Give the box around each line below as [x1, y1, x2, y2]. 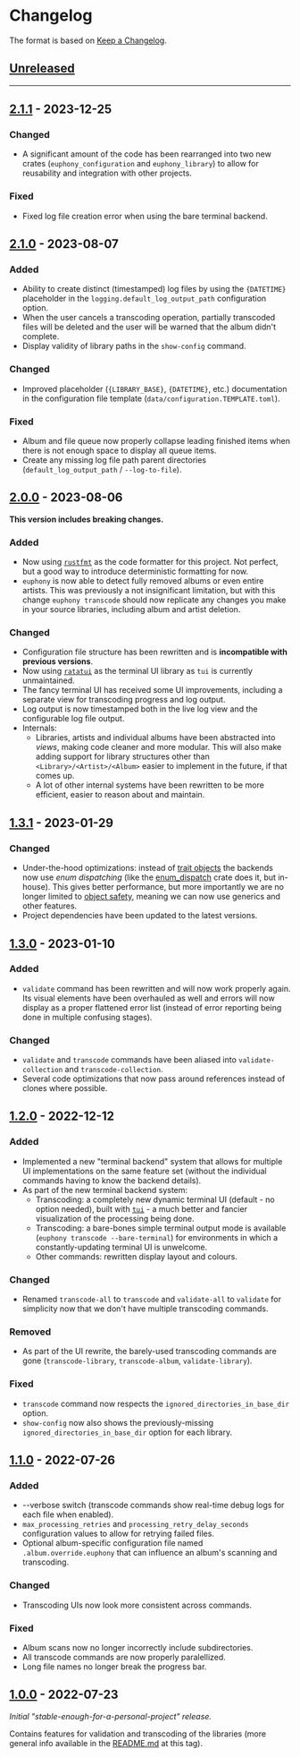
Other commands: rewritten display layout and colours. [35, 1250, 238, 1262]
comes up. [35, 771, 75, 781]
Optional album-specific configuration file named [21, 1538, 204, 1548]
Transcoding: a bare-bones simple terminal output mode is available [35, 1223, 287, 1233]
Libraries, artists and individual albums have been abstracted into [35, 732, 276, 743]
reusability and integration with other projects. [21, 167, 192, 179]
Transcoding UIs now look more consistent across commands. [21, 1599, 253, 1610]
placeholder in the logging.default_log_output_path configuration [21, 293, 267, 304]
